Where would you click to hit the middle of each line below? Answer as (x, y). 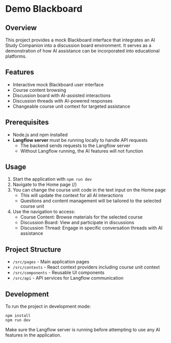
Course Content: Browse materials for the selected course (81, 217)
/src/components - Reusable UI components (58, 273)
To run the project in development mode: (48, 306)
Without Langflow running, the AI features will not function (82, 151)
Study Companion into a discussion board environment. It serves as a (78, 45)
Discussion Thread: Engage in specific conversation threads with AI (91, 228)
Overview (21, 28)
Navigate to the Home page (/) (45, 185)
